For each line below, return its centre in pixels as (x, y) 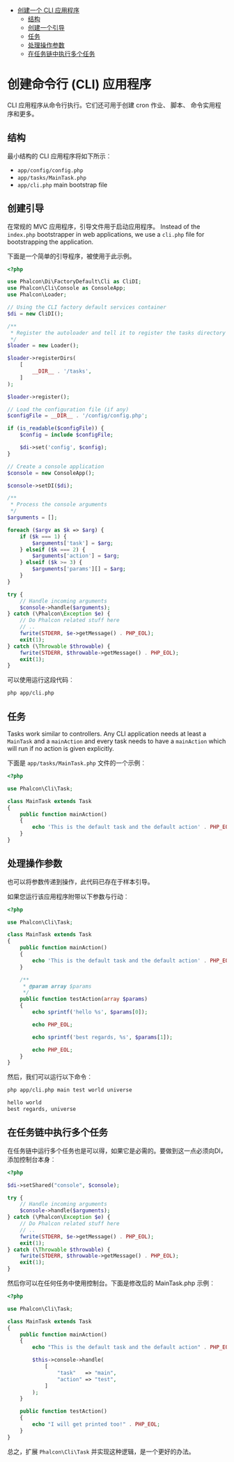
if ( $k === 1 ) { (44, 536)
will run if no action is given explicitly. (61, 748)
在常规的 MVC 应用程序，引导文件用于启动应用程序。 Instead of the (104, 226)
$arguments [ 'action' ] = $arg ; (76, 556)
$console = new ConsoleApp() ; (51, 473)
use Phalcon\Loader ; (37, 295)
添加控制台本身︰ (32, 1159)
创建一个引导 (46, 28)
